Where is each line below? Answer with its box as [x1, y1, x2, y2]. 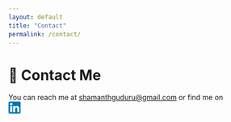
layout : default [8, 13, 63, 21]
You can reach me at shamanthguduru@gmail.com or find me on [8, 93, 224, 103]
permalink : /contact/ [8, 30, 82, 38]
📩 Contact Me [8, 65, 102, 84]
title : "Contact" [8, 21, 67, 30]
